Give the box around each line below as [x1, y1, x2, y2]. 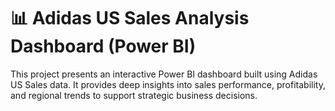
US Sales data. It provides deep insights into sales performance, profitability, [10, 78, 326, 90]
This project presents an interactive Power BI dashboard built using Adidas [10, 68, 318, 80]
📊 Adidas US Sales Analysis [10, 7, 250, 30]
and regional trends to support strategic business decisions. [10, 89, 258, 101]
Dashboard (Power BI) [10, 35, 197, 58]
